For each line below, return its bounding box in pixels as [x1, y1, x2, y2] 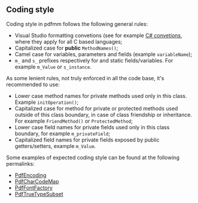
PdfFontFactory [14, 184, 53, 191]
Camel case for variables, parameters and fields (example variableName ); [14, 50, 193, 58]
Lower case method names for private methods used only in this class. [14, 92, 187, 99]
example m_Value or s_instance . [14, 63, 92, 70]
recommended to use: [6, 81, 60, 88]
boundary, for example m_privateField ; [14, 130, 111, 137]
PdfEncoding [14, 171, 47, 179]
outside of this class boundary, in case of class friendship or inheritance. [14, 111, 192, 118]
